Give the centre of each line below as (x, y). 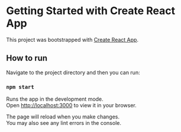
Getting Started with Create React (91, 11)
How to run (27, 58)
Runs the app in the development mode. (55, 99)
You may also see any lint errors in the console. (64, 123)
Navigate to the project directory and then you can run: (73, 72)
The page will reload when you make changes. (63, 117)
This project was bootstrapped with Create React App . (72, 39)
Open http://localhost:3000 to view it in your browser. (72, 105)
